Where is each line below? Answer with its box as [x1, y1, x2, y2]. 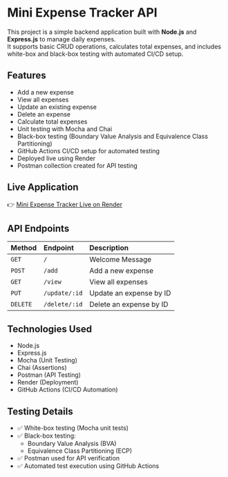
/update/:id [44, 289, 83, 298]
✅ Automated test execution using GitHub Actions [17, 462, 160, 470]
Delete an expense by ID [89, 300, 169, 309]
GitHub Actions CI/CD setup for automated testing [17, 146, 160, 155]
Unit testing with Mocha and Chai [17, 124, 113, 133]
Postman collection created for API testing [17, 161, 138, 170]
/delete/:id [44, 300, 83, 309]
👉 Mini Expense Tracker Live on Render [7, 200, 123, 208]
